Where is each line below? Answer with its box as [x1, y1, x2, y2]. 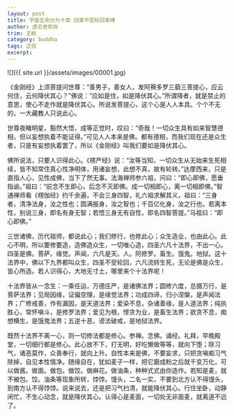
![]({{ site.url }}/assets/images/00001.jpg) [7, 68, 126, 77]
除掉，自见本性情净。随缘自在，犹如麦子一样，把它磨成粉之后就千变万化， [7, 357, 221, 366]
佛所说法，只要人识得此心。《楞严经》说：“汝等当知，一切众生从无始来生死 [7, 156, 221, 164]
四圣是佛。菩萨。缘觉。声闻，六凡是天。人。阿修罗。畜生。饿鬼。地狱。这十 [7, 249, 227, 258]
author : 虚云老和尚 [7, 23, 58, 30]
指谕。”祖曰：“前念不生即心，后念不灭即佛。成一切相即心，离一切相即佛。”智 [7, 182, 223, 191]
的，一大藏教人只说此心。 [7, 109, 81, 117]
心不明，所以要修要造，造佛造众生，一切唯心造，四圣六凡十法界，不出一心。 [7, 240, 227, 248]
